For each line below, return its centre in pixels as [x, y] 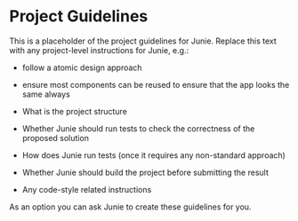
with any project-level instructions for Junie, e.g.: [99, 50]
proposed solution [55, 138]
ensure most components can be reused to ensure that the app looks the [156, 84]
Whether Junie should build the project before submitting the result [145, 172]
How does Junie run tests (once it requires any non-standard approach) [154, 155]
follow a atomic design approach [82, 67]
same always [46, 94]
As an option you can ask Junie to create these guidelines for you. [130, 207]
